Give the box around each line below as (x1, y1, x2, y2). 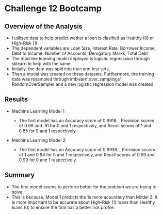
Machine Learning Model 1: (11, 108, 66, 114)
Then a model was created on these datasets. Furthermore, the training (11, 71, 154, 77)
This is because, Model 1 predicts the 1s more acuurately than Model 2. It (11, 194, 158, 200)
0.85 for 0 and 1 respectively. (18, 128, 77, 134)
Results (4, 95, 28, 104)
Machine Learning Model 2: (11, 137, 67, 143)
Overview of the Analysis (4, 22, 83, 31)
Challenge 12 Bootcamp (4, 3, 102, 14)
